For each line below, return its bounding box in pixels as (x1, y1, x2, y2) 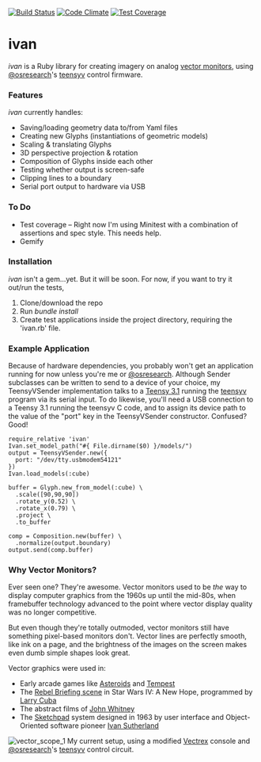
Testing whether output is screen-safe (19, 165, 145, 174)
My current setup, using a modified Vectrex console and (66, 737, 251, 746)
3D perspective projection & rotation (19, 148, 138, 158)
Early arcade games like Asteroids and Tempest (19, 679, 176, 688)
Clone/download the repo (19, 298, 104, 307)
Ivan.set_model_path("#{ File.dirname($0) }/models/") (8, 442, 193, 451)
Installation (8, 256, 53, 267)
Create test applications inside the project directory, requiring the (19, 314, 233, 324)
